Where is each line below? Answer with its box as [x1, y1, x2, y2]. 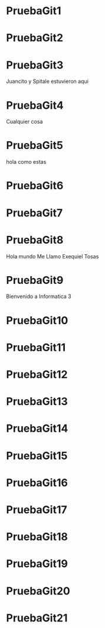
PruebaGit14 [6, 422, 68, 435]
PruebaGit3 [6, 58, 64, 72]
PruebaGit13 [6, 395, 68, 409]
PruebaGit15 [6, 449, 68, 462]
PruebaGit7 [6, 206, 63, 219]
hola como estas [6, 158, 47, 166]
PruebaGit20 [6, 584, 71, 598]
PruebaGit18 [6, 530, 68, 543]
